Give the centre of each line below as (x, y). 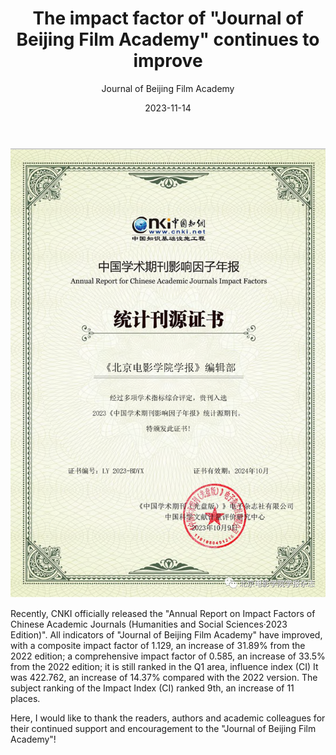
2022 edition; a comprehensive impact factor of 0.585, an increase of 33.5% (168, 656)
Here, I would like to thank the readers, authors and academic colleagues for (168, 718)
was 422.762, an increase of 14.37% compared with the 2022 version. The (164, 677)
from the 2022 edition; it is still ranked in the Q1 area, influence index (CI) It (164, 666)
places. (25, 698)
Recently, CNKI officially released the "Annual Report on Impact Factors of (163, 613)
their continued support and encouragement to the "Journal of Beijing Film (163, 728)
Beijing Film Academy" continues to (168, 39)
